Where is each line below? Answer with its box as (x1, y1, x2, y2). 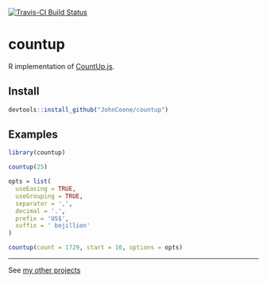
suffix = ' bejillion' (15, 222, 91, 230)
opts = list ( (8, 177, 52, 186)
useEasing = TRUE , (15, 185, 77, 193)
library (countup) (8, 149, 66, 157)
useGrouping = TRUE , (15, 192, 83, 200)
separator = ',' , (15, 200, 73, 207)
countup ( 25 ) (8, 163, 48, 171)
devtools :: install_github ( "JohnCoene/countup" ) (8, 106, 169, 114)
